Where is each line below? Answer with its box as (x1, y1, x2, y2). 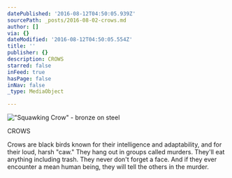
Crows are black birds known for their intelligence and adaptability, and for (7, 140, 222, 149)
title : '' (7, 43, 36, 50)
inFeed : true (7, 68, 45, 75)
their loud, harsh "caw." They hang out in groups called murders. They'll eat (7, 148, 225, 156)
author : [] (7, 23, 39, 30)
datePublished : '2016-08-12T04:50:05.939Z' (7, 10, 136, 17)
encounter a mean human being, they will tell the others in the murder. (7, 163, 210, 171)
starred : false (7, 62, 52, 69)
